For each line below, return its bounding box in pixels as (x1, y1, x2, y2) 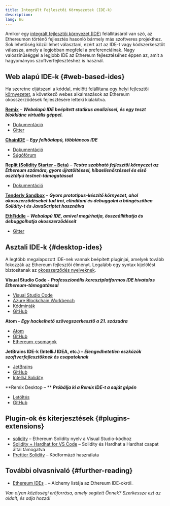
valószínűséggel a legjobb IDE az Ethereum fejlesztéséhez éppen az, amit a (5, 52, 163, 58)
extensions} (5, 422, 45, 431)
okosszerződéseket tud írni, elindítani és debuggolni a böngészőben (5, 198, 153, 204)
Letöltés (12, 394, 30, 400)
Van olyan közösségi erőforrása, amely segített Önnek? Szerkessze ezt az (5, 490, 161, 496)
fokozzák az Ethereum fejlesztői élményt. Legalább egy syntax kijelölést (5, 262, 156, 268)
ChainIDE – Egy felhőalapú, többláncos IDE (5, 137, 98, 143)
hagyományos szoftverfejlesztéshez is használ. (5, 58, 104, 64)
